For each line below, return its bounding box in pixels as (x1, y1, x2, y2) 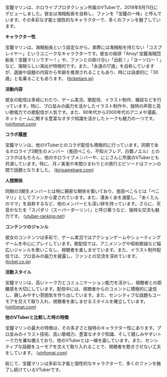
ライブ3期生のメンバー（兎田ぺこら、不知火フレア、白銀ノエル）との (18, 148, 160, 154)
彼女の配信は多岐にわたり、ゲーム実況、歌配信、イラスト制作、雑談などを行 (5, 97, 162, 102)
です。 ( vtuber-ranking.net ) (9, 213, 65, 219)
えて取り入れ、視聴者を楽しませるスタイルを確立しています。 (22, 299, 148, 304)
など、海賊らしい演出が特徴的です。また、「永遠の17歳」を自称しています (5, 63, 155, 69)
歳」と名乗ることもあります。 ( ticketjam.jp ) (5, 75, 94, 81)
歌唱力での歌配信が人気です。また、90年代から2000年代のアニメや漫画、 (9, 109, 161, 115)
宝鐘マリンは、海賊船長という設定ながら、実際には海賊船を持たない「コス (5, 44, 158, 50)
